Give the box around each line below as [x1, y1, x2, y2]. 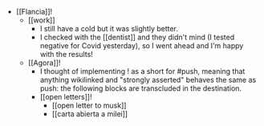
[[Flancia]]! [15, 7, 53, 16]
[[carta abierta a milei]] [51, 109, 128, 119]
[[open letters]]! [39, 92, 92, 101]
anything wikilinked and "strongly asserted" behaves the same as [39, 75, 257, 84]
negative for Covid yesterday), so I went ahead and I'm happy [39, 41, 244, 51]
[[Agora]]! [27, 58, 61, 67]
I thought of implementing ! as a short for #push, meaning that [39, 67, 246, 75]
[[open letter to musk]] [51, 100, 127, 110]
